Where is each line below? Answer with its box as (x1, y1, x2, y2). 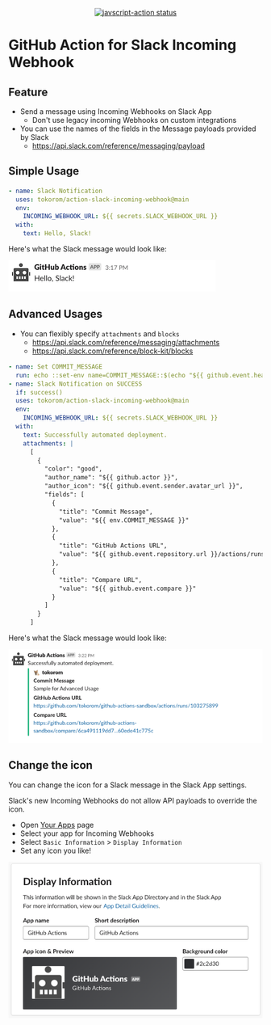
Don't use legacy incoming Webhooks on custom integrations (31, 116, 237, 124)
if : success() (15, 388, 63, 396)
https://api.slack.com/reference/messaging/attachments (31, 337, 220, 347)
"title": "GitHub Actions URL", (59, 542, 168, 550)
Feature (8, 85, 48, 99)
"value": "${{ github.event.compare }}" (59, 584, 197, 593)
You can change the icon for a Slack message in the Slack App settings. (8, 780, 248, 790)
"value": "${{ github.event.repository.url (59, 550, 207, 559)
